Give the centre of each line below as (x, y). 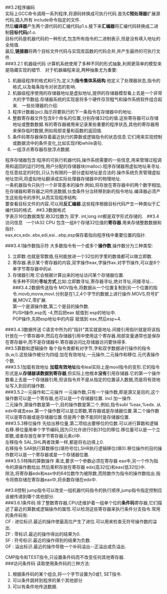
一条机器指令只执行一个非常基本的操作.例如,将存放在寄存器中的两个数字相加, (83, 185)
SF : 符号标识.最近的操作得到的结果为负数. (48, 540)
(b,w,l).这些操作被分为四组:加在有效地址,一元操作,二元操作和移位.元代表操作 (82, 355)
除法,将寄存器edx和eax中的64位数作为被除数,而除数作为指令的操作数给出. (81, 473)
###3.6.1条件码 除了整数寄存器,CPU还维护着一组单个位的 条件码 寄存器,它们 (82, 503)
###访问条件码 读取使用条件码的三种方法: (48, 563)
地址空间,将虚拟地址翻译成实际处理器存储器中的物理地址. (63, 179)
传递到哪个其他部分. (34, 496)
